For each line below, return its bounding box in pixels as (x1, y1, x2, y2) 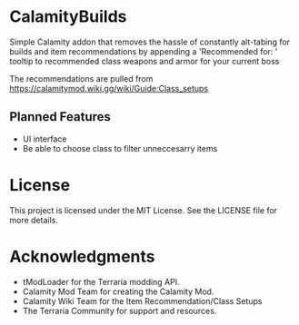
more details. (9, 214, 59, 225)
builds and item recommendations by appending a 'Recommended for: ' (9, 45, 278, 56)
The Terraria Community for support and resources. (22, 305, 217, 316)
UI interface (22, 133, 67, 144)
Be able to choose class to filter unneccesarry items (22, 143, 218, 153)
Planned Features (9, 109, 112, 124)
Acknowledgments (9, 246, 156, 267)
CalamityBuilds (9, 6, 127, 27)
